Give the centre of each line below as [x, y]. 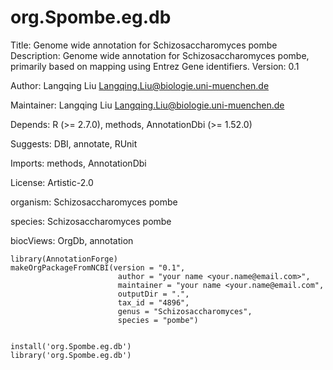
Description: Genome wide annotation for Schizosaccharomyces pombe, [160, 55]
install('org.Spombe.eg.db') [71, 346]
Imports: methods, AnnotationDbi [78, 163]
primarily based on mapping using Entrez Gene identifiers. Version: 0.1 [155, 66]
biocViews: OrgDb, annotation [72, 240]
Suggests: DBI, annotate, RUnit [74, 143]
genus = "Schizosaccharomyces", [185, 311]
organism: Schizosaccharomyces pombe [94, 202]
